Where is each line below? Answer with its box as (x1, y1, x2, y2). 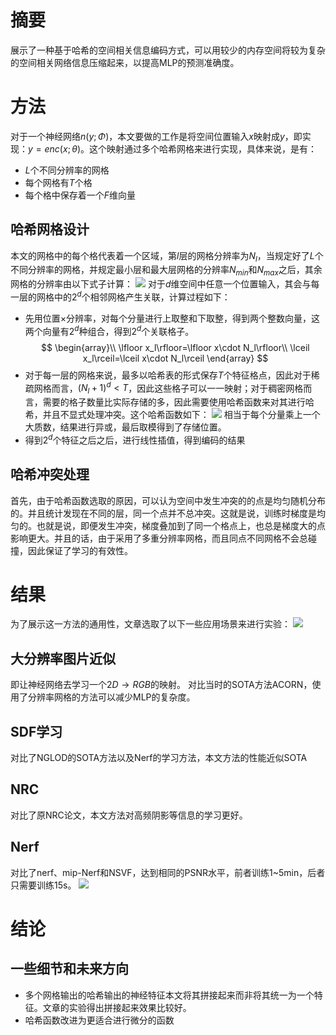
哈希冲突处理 (10, 466, 90, 483)
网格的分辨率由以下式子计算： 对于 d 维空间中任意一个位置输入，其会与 (10, 278, 312, 290)
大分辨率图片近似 (10, 650, 116, 667)
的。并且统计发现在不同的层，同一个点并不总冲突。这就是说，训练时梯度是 (10, 507, 317, 519)
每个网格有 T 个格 (24, 176, 93, 188)
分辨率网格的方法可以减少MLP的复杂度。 (27, 691, 196, 703)
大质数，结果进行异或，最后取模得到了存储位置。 (24, 421, 227, 433)
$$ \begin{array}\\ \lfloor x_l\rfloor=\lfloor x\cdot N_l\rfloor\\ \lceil (41, 341, 310, 353)
